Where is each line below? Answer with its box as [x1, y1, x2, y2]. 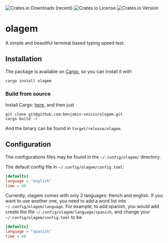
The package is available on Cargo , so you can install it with [5, 68, 132, 74]
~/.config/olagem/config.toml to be [5, 214, 82, 220]
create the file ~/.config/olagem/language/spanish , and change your [5, 209, 151, 215]
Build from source [5, 90, 51, 97]
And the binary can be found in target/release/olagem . [5, 125, 122, 132]
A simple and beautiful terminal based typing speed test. [5, 40, 125, 46]
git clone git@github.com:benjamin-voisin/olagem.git [5, 112, 123, 117]
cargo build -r [5, 116, 38, 122]
